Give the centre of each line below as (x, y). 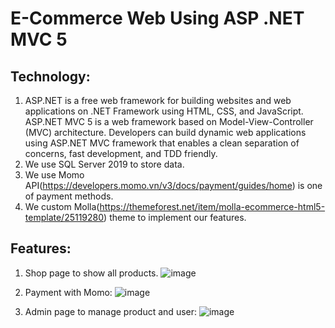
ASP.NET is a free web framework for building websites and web (158, 100)
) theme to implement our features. (175, 217)
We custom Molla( (62, 206)
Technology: (50, 76)
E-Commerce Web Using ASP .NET (157, 18)
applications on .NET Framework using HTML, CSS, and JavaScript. (164, 111)
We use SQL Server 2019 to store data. (104, 164)
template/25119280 (64, 217)
